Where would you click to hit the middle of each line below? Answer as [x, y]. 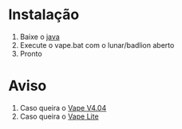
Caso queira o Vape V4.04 [63, 107]
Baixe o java [40, 37]
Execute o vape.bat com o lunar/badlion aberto [97, 45]
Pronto [31, 53]
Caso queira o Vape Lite [59, 116]
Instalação [44, 15]
